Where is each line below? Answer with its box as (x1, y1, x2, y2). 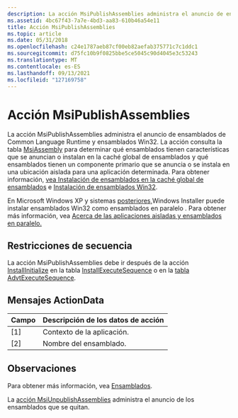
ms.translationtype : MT (7, 57, 78, 64)
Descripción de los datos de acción (42, 315, 164, 324)
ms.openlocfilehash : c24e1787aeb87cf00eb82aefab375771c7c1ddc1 (7, 43, 198, 50)
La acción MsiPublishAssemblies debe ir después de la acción (7, 259, 189, 267)
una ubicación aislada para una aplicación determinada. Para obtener (7, 168, 210, 176)
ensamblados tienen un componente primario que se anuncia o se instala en (7, 160, 230, 169)
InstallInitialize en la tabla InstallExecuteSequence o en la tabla (7, 266, 190, 275)
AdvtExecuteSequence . (7, 273, 76, 282)
